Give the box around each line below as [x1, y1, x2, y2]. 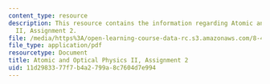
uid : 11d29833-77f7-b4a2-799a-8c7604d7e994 [8, 64, 157, 72]
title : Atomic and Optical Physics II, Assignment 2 [8, 57, 189, 65]
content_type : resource [8, 11, 88, 20]
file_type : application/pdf [8, 42, 103, 50]
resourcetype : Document [8, 49, 88, 57]
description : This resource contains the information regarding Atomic [8, 19, 253, 27]
